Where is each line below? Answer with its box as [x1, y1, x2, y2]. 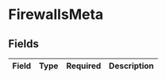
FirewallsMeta [8, 6, 104, 24]
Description [108, 61, 155, 71]
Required [66, 61, 102, 71]
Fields [8, 37, 40, 51]
